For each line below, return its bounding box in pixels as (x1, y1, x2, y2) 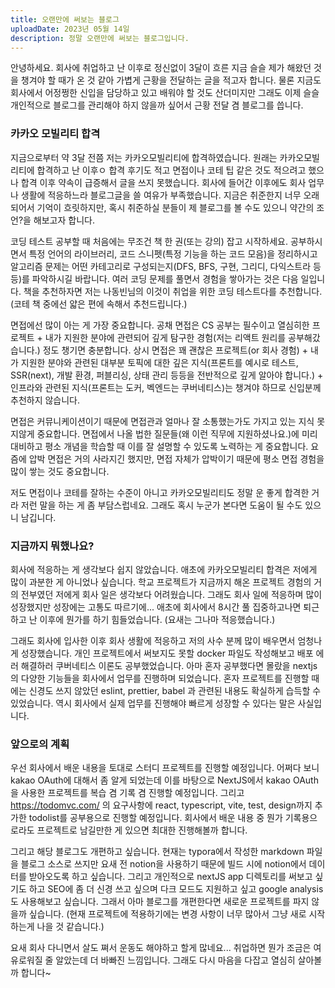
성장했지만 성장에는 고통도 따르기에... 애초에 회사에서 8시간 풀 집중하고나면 (10, 601, 302, 613)
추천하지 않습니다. (10, 394, 81, 406)
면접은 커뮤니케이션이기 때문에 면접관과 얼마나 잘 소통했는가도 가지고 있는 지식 (10, 415, 315, 427)
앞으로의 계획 (10, 737, 70, 751)
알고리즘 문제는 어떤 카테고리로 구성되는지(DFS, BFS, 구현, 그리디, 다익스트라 (10, 260, 312, 272)
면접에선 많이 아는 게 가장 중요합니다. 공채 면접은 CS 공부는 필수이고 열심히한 (10, 319, 310, 331)
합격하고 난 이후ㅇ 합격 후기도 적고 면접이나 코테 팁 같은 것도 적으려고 (36, 164, 307, 176)
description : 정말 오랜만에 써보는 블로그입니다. (10, 33, 190, 43)
